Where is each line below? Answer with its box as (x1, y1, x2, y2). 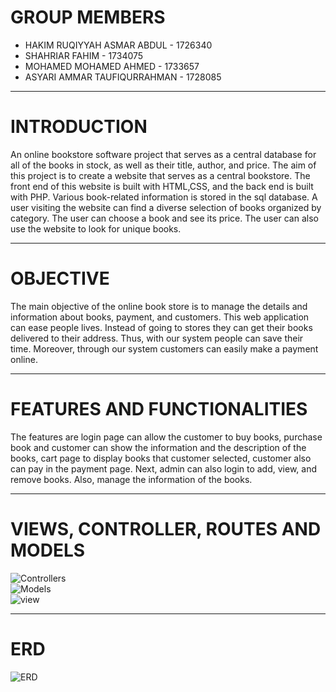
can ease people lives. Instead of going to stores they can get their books (10, 321, 313, 333)
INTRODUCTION (10, 116, 148, 138)
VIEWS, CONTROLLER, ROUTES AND (10, 517, 322, 540)
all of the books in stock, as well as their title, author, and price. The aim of (10, 159, 317, 171)
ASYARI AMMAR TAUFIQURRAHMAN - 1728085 (24, 71, 222, 83)
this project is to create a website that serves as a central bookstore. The (10, 169, 311, 181)
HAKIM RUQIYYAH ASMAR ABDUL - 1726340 (24, 39, 213, 51)
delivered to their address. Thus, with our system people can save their (10, 332, 304, 344)
